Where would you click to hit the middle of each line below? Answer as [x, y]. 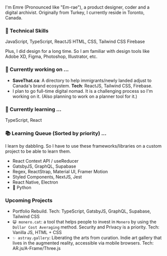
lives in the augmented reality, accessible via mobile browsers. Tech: [83, 243]
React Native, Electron [35, 182]
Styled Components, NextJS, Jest [47, 177]
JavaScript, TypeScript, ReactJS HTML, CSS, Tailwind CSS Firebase [75, 41]
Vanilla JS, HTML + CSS [37, 233]
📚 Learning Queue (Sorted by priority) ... [56, 133]
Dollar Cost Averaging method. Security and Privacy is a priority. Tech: [86, 227]
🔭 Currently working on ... [37, 69]
